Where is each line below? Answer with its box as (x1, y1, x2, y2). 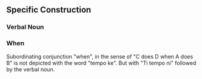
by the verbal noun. (6, 66, 55, 73)
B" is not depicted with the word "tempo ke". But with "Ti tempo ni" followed (6, 59, 197, 66)
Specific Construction (6, 5, 92, 15)
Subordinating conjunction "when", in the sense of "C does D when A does (6, 52, 194, 60)
